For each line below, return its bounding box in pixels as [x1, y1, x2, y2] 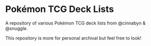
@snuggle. [5, 25, 28, 31]
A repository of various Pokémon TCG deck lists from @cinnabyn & [5, 20, 146, 26]
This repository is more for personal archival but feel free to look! [5, 35, 141, 41]
